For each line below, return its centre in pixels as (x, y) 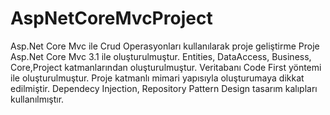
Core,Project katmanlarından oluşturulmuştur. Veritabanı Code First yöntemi (166, 67)
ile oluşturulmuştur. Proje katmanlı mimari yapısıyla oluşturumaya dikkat (157, 78)
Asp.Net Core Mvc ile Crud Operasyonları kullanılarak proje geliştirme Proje (165, 46)
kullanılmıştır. (37, 99)
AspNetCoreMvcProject (111, 18)
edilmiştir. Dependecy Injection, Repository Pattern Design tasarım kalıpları (164, 88)
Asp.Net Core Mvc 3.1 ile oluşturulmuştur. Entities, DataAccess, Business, (161, 56)
